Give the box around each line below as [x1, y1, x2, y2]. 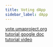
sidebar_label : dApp [5, 12, 48, 17]
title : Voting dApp [5, 7, 46, 12]
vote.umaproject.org [5, 25, 47, 31]
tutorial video [5, 36, 32, 42]
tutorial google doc [5, 31, 44, 37]
